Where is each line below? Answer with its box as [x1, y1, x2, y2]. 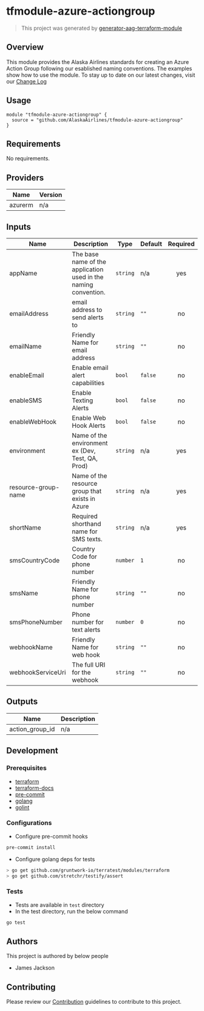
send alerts [72, 313, 104, 321]
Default [140, 239, 163, 248]
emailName [9, 342, 42, 350]
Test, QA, [72, 454, 98, 463]
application [72, 265, 104, 274]
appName [9, 269, 38, 277]
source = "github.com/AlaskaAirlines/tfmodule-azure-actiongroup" [12, 117, 183, 123]
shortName [9, 523, 41, 531]
